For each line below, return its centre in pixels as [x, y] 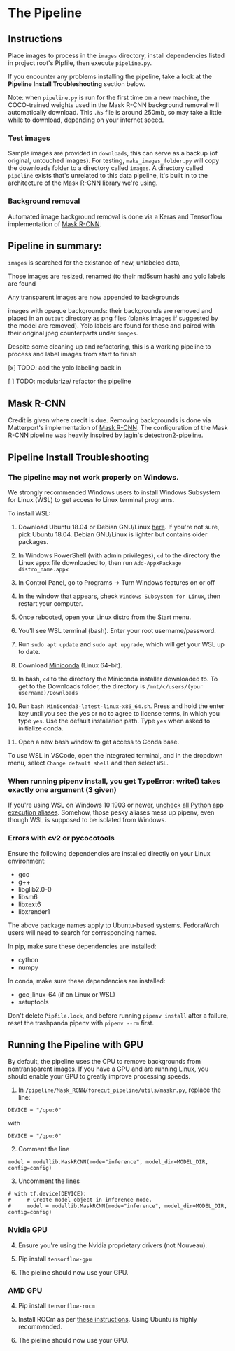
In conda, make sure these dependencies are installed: [87, 981]
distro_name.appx [43, 569]
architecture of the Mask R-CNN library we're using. [83, 183]
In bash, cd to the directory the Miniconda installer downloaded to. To [118, 679]
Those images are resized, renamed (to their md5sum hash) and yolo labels [117, 276]
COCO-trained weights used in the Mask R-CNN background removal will [114, 105]
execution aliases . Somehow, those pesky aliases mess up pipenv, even [111, 812]
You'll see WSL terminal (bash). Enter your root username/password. [117, 630]
